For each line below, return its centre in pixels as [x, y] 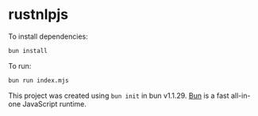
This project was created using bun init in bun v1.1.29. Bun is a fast [119, 95]
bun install [28, 51]
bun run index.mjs [39, 80]
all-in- [241, 95]
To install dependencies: [48, 36]
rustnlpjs [39, 15]
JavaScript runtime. [55, 103]
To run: [20, 65]
